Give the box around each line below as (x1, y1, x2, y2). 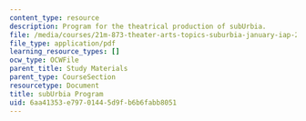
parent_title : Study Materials (9, 65, 128, 74)
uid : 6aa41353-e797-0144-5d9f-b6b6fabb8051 (9, 97, 178, 107)
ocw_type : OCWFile (9, 55, 79, 65)
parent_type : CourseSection (9, 73, 117, 82)
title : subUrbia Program (9, 89, 104, 98)
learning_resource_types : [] (9, 47, 120, 56)
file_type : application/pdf (9, 38, 117, 48)
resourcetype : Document (9, 81, 100, 90)
